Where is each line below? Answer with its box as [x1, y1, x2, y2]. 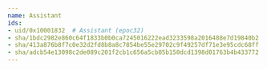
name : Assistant [7, 11, 62, 20]
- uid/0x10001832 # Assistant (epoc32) [7, 26, 145, 34]
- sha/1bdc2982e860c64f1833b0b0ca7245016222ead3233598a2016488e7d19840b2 [7, 33, 260, 42]
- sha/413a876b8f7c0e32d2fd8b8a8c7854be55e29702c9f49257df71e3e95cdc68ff [7, 41, 260, 49]
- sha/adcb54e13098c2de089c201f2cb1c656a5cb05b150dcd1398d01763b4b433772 [7, 48, 260, 56]
